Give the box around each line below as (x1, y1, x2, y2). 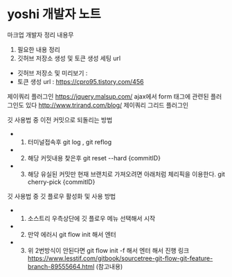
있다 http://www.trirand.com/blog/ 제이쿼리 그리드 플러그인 (25, 101, 189, 109)
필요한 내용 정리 (17, 45, 60, 53)
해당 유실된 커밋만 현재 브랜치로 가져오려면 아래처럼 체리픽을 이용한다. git (27, 169, 225, 178)
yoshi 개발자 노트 (7, 6, 102, 22)
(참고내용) (96, 262, 123, 271)
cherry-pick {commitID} (27, 178, 96, 186)
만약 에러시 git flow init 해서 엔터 (27, 230, 116, 238)
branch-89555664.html (27, 262, 95, 271)
